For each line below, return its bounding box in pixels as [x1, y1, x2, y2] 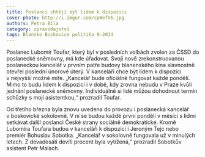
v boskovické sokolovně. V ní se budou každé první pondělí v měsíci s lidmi [6, 112, 196, 120]
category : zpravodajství [6, 26, 70, 32]
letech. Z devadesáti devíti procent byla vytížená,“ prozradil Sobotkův [6, 138, 182, 145]
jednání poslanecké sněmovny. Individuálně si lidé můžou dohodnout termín [6, 87, 198, 95]
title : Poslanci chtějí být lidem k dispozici [6, 9, 127, 15]
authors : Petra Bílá [6, 20, 59, 26]
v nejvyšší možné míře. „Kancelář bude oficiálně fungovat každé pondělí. [6, 75, 190, 82]
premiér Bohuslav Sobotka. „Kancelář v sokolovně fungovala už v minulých [6, 132, 196, 139]
